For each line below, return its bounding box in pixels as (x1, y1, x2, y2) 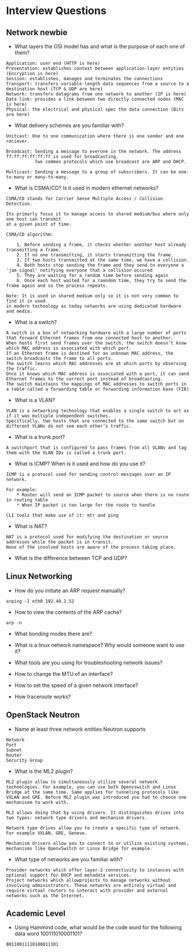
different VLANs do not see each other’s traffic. (6, 423, 132, 429)
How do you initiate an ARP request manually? (14, 587, 126, 594)
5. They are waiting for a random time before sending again (16, 273, 168, 279)
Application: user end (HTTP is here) (6, 60, 100, 66)
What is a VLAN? (14, 397, 55, 403)
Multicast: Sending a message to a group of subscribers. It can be (6, 169, 176, 175)
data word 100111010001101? (14, 930, 83, 937)
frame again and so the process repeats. (6, 283, 109, 288)
